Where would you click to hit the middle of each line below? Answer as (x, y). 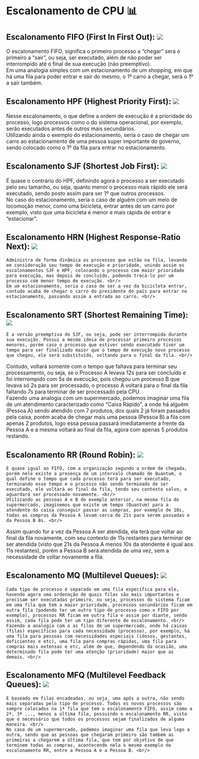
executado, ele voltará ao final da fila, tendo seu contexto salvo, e (97, 489)
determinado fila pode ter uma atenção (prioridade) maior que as (90, 652)
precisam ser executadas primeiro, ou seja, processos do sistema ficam (98, 599)
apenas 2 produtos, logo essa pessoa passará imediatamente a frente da (95, 423)
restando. (18, 436)
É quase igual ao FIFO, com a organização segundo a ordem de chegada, (97, 468)
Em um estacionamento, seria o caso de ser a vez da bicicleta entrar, (97, 286)
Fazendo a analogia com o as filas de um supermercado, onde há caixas (97, 626)
